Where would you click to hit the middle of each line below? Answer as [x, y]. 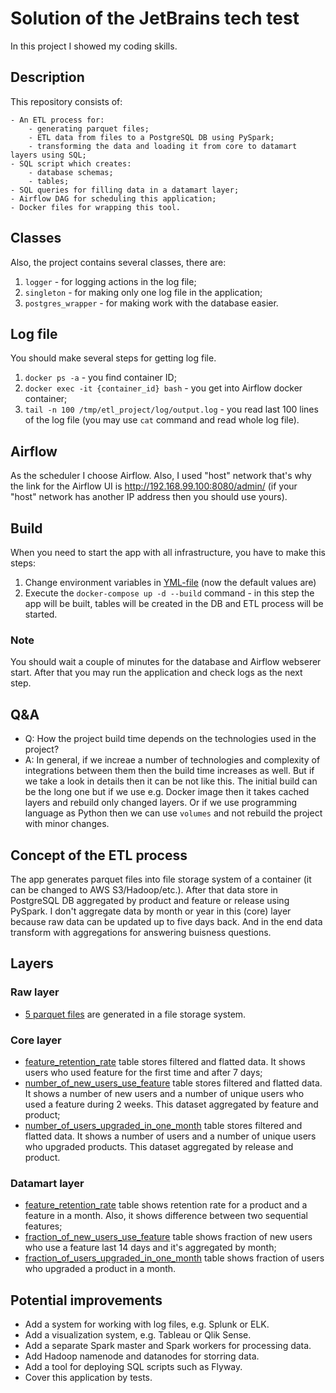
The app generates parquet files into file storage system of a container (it [161, 879]
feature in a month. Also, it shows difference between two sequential [166, 1216]
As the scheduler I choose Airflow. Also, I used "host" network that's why [161, 476]
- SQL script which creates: [71, 163]
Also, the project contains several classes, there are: [118, 262]
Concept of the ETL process [99, 855]
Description [47, 77]
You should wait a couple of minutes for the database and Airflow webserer [166, 662]
